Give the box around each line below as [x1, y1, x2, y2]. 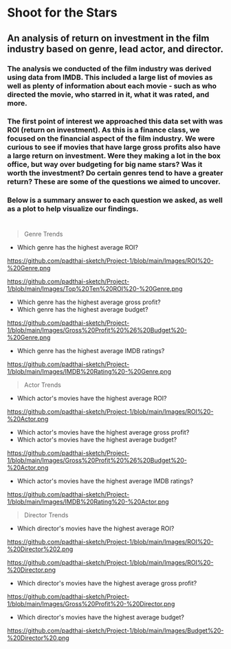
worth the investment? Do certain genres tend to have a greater [7, 168, 223, 178]
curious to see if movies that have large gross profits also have [7, 143, 221, 152]
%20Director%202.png [7, 545, 74, 553]
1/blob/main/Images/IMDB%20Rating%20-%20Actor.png [7, 497, 170, 506]
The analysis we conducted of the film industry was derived [7, 63, 212, 73]
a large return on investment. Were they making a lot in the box [7, 151, 221, 161]
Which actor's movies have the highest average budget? [16, 435, 177, 443]
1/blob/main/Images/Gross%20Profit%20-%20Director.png [7, 599, 175, 608]
